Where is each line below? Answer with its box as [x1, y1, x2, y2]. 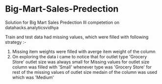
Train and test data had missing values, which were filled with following [5, 34, 149, 40]
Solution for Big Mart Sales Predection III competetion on [5, 19, 120, 25]
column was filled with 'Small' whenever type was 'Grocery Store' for [12, 64, 152, 70]
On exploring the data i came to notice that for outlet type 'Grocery [12, 53, 147, 59]
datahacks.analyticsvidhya [5, 24, 59, 30]
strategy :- [5, 39, 26, 45]
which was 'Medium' [12, 74, 54, 80]
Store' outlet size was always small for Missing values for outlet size [12, 59, 150, 65]
